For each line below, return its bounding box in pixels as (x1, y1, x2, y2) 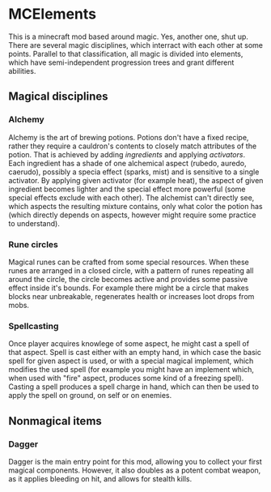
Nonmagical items (8, 414, 103, 428)
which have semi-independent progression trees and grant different (8, 58, 235, 67)
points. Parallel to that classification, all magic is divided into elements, (8, 49, 243, 58)
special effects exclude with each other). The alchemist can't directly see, (8, 192, 255, 203)
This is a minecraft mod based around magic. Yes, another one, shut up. (8, 32, 249, 41)
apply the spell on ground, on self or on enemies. (8, 391, 172, 400)
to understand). (8, 218, 61, 228)
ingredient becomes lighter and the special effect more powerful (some (8, 184, 246, 194)
